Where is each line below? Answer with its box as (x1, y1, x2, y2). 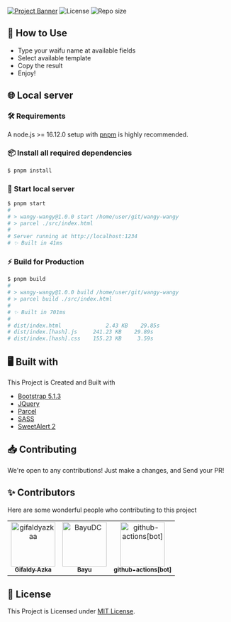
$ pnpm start (7, 200, 46, 207)
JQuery (17, 399, 40, 408)
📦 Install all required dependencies (7, 148, 133, 158)
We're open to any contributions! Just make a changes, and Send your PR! (7, 466, 225, 474)
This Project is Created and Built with (7, 377, 115, 387)
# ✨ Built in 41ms (7, 240, 63, 247)
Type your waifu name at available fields (17, 46, 136, 55)
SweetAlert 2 (17, 422, 56, 430)
